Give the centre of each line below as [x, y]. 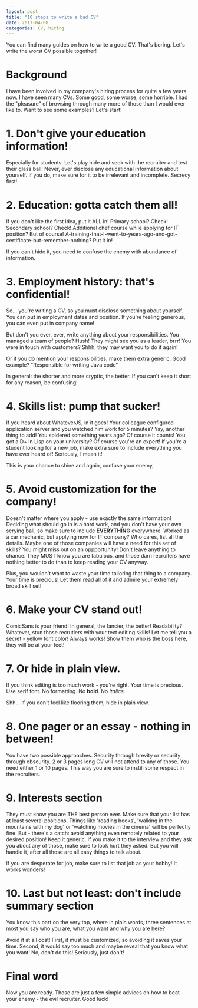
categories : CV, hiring [35, 28]
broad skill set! [24, 586]
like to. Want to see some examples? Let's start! [64, 110]
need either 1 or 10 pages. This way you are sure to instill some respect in [95, 767]
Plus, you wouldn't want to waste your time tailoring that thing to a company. [99, 573]
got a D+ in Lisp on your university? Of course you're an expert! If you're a [96, 441]
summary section [50, 906]
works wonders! [26, 869]
